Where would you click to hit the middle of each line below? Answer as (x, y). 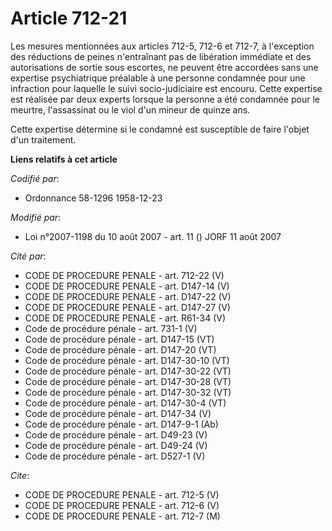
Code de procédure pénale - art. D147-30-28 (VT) (128, 381)
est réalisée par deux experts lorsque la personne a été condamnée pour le (165, 99)
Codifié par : (35, 178)
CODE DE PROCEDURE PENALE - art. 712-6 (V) (122, 505)
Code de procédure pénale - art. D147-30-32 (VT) (128, 392)
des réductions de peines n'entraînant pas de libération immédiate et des (161, 56)
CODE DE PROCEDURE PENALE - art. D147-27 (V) (127, 307)
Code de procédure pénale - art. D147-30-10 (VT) (127, 360)
